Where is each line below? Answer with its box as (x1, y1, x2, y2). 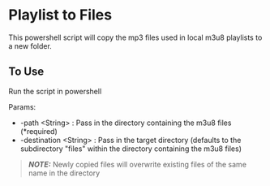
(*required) (19, 126, 58, 136)
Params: (8, 102, 36, 111)
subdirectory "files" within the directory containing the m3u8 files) (19, 144, 242, 154)
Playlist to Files (8, 6, 112, 24)
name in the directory (28, 168, 101, 178)
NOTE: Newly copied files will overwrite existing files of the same (28, 159, 247, 169)
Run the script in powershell (8, 86, 102, 96)
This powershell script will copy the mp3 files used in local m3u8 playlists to (8, 32, 263, 42)
